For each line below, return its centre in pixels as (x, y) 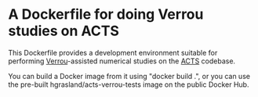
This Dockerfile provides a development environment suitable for (113, 52)
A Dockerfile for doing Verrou (106, 14)
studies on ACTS (64, 31)
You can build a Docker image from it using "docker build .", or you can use (129, 76)
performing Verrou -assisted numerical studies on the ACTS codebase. (122, 61)
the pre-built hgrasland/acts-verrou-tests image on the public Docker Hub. (129, 84)
